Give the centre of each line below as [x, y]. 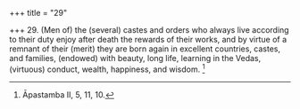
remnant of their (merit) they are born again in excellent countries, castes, [145, 49]
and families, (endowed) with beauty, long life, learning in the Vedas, [135, 58]
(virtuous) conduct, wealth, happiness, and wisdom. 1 [107, 68]
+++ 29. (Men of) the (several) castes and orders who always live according [149, 30]
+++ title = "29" [38, 13]
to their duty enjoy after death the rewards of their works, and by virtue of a [148, 39]
